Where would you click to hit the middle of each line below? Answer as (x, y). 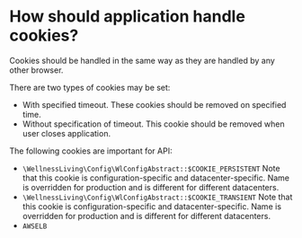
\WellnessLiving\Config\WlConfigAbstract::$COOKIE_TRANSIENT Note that (157, 197)
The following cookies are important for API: (91, 151)
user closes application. (66, 133)
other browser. (36, 70)
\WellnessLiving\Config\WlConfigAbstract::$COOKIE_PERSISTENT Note (151, 168)
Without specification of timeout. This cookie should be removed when (153, 124)
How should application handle (127, 17)
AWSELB (35, 226)
